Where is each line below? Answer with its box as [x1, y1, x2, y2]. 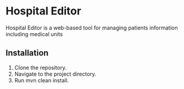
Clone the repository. [14, 64, 67, 71]
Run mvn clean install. [14, 76, 69, 84]
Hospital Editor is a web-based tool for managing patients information [5, 24, 178, 31]
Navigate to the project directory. [14, 70, 97, 78]
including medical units [5, 30, 63, 37]
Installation [5, 48, 49, 58]
